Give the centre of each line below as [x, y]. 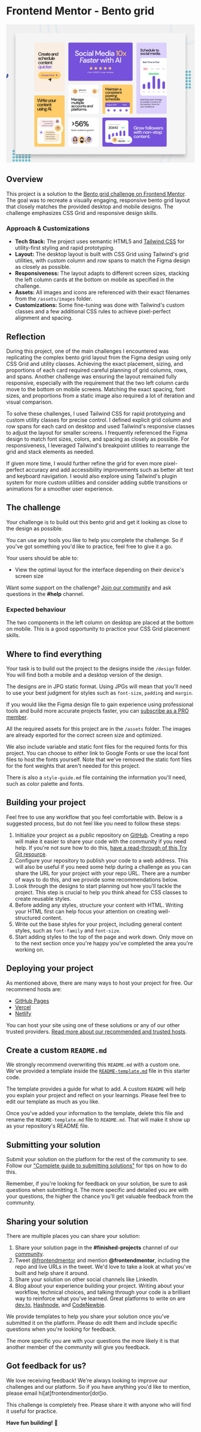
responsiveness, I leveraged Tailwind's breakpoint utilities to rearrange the [98, 445]
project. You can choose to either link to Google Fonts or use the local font [98, 753]
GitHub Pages [32, 1001]
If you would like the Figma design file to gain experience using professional [100, 704]
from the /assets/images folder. [54, 299]
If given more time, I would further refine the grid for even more [84, 463]
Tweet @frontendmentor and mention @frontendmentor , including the [102, 1260]
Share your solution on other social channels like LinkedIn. [86, 1279]
